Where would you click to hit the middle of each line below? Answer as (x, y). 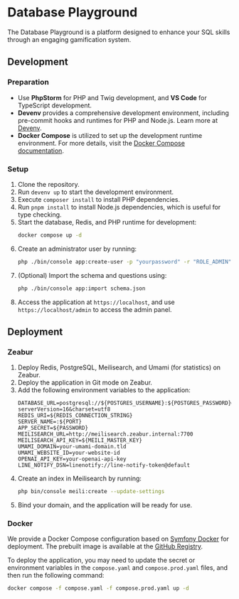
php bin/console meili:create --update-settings (91, 492)
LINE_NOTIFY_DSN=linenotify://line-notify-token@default (104, 465)
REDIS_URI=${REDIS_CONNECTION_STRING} (75, 416)
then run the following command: (56, 576)
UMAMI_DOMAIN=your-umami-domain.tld (72, 447)
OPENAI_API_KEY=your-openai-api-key (72, 459)
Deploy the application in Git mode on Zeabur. (85, 383)
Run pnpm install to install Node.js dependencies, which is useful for (119, 207)
